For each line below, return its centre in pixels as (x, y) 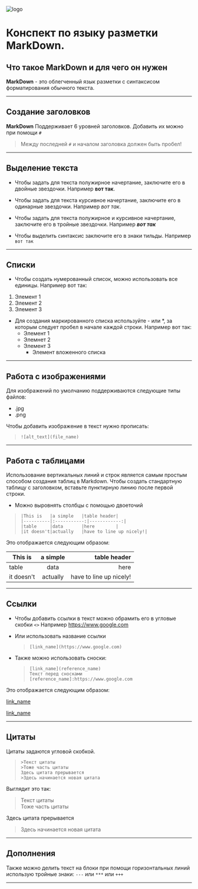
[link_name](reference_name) (65, 668)
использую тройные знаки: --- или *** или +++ (65, 874)
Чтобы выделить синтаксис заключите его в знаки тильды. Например (103, 235)
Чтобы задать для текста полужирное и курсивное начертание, (95, 218)
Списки (21, 265)
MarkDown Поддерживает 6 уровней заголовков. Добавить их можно (95, 126)
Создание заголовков (48, 112)
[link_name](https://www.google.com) (76, 647)
